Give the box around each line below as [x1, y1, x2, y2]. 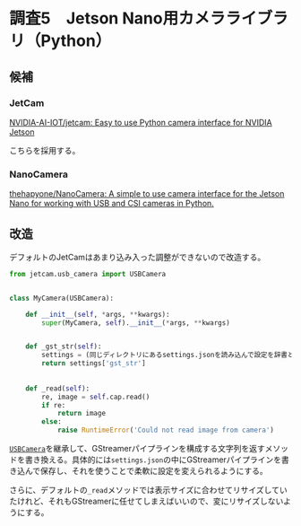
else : [41, 417, 63, 426]
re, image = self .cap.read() [41, 392, 150, 401]
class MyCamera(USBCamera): [9, 294, 115, 302]
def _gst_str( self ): [25, 342, 102, 351]
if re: [41, 400, 66, 409]
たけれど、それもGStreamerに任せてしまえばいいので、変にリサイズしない [9, 495, 284, 507]
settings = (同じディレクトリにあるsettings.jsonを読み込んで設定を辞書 [41, 351, 288, 360]
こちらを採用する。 [9, 145, 81, 155]
